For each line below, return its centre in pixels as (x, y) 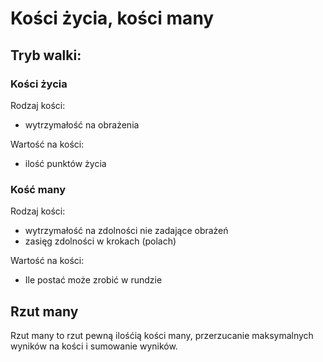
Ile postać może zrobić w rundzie (93, 280)
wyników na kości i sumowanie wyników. (94, 346)
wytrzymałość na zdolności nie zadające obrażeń (126, 231)
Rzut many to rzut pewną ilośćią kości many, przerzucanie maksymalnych (162, 335)
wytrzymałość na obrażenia (82, 124)
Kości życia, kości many (112, 18)
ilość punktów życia (65, 163)
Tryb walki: (46, 55)
